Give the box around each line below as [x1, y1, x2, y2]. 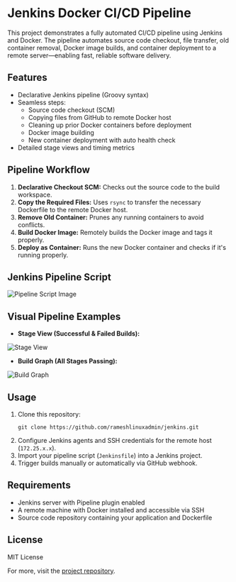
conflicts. [17, 220, 45, 229]
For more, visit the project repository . [7, 566, 116, 575]
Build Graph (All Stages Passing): [17, 357, 118, 366]
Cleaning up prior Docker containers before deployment [28, 121, 192, 129]
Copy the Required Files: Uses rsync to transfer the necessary [17, 197, 201, 207]
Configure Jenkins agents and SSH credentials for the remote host [17, 436, 213, 444]
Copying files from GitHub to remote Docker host [28, 113, 172, 121]
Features [7, 72, 47, 84]
